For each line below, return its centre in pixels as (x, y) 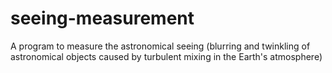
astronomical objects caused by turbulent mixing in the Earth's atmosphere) (166, 56)
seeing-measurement (102, 18)
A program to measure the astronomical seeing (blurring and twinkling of (160, 46)
